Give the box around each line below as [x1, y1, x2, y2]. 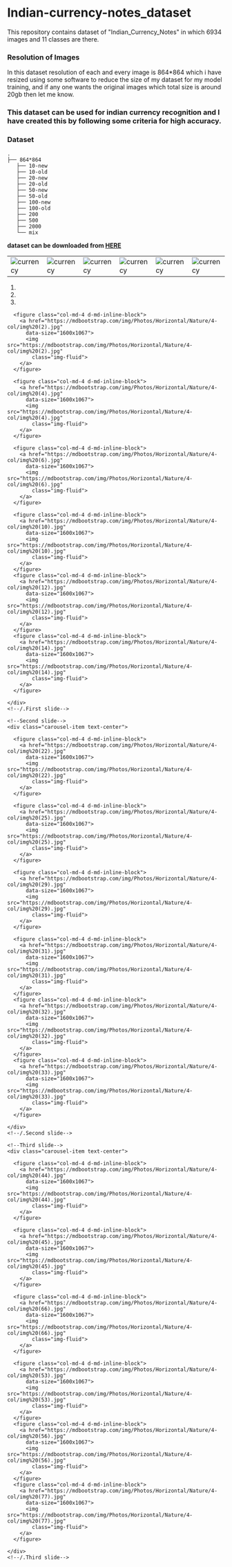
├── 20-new [16, 175, 48, 182]
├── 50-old [16, 193, 48, 200]
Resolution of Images [7, 52, 80, 62]
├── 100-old [16, 205, 51, 212]
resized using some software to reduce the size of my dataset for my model [7, 76, 222, 84]
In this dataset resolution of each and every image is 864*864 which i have [7, 68, 222, 77]
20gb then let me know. [7, 90, 75, 98]
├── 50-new [16, 187, 48, 194]
